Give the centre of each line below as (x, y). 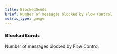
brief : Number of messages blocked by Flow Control (58, 14)
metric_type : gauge (25, 18)
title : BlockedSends (26, 9)
